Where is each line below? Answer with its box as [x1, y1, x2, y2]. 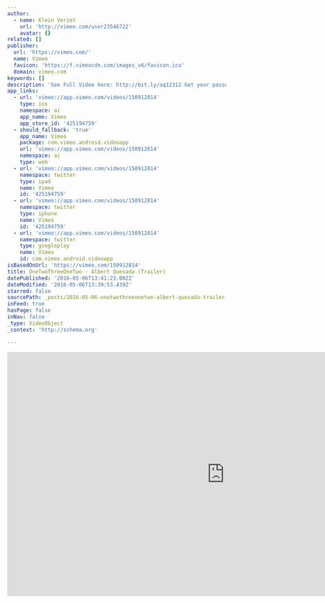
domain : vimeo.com [13, 68, 67, 75]
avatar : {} [19, 29, 51, 37]
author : [7, 10, 30, 17]
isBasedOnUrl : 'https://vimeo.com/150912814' [7, 262, 141, 269]
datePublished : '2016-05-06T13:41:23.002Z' [7, 275, 135, 282]
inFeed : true [7, 300, 45, 307]
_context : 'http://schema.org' [7, 326, 98, 333]
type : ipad [19, 178, 51, 185]
